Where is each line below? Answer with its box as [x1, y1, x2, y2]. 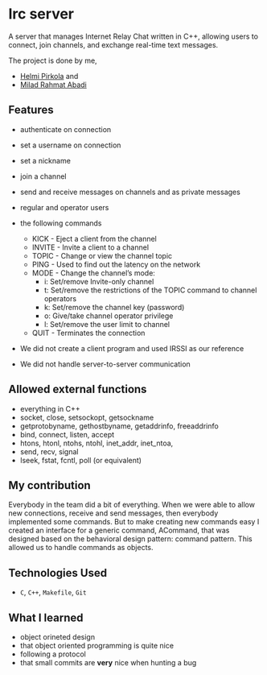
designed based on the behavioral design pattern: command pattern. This [8, 534, 253, 544]
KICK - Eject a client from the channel [31, 234, 157, 243]
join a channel [19, 171, 67, 181]
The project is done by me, [8, 56, 98, 65]
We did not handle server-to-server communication [19, 359, 191, 369]
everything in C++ [19, 404, 80, 413]
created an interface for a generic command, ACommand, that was [8, 525, 230, 536]
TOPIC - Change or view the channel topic [31, 251, 173, 260]
